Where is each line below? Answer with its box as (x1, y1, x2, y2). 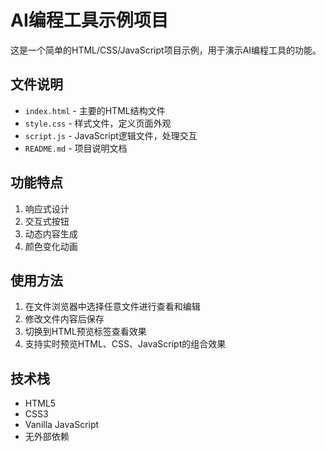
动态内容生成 (24, 227, 78, 240)
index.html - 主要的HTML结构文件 (24, 104, 166, 116)
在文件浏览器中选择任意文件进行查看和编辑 (24, 301, 201, 313)
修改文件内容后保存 (24, 313, 105, 325)
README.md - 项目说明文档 (24, 142, 128, 154)
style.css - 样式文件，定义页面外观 (24, 117, 172, 129)
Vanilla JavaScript (24, 419, 100, 431)
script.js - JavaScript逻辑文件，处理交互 (24, 129, 198, 141)
